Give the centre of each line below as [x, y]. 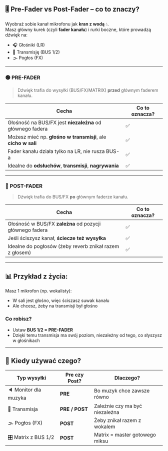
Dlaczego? [127, 378]
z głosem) [19, 252]
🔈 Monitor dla [24, 390]
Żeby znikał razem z [118, 420]
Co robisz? [18, 319]
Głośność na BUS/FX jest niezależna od [54, 122]
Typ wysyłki [31, 378]
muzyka [17, 398]
